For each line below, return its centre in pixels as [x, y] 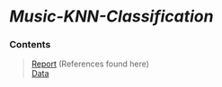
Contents [30, 45]
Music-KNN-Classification [111, 17]
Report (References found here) [90, 64]
